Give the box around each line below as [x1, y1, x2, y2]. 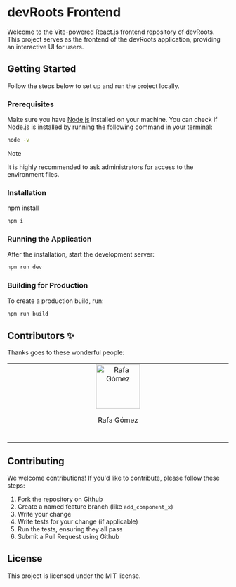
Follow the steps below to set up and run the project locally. [7, 82, 180, 90]
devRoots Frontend [7, 4, 122, 20]
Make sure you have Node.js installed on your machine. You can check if [7, 116, 218, 124]
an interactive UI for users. [7, 42, 84, 51]
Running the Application [7, 234, 92, 244]
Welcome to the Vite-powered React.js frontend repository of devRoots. [7, 27, 216, 36]
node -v [7, 137, 30, 144]
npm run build [7, 310, 49, 317]
